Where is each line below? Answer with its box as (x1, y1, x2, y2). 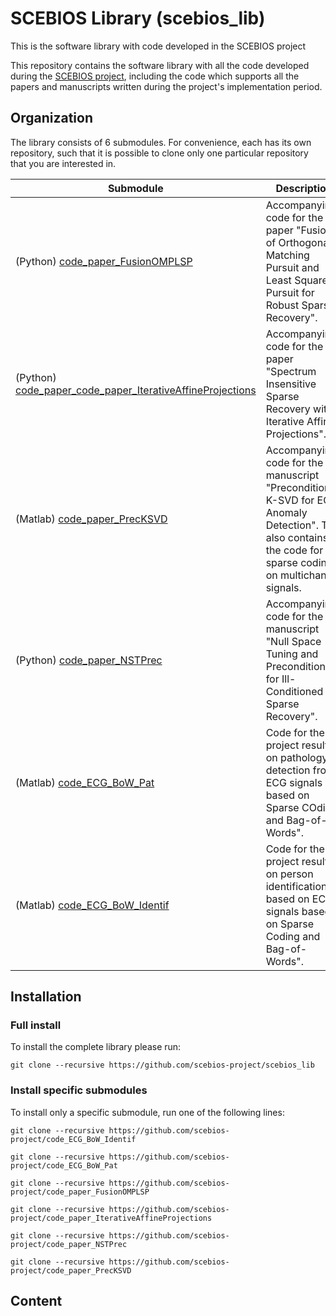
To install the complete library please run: (10, 1041, 182, 1053)
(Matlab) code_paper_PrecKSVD (15, 512, 168, 526)
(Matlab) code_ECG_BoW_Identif (15, 898, 170, 912)
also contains (265, 530, 329, 544)
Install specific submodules (10, 1083, 148, 1097)
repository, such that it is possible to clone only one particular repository (10, 147, 309, 159)
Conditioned (265, 684, 324, 698)
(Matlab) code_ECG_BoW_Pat (15, 775, 155, 789)
